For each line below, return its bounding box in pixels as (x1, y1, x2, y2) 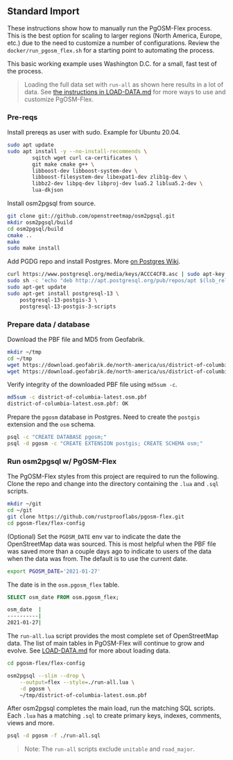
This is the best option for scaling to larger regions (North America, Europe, (7, 31, 223, 40)
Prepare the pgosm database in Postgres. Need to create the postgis (7, 413, 200, 422)
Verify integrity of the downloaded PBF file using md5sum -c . (7, 381, 178, 389)
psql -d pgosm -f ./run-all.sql (7, 732, 101, 739)
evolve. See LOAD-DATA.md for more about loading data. (7, 646, 171, 655)
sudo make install (7, 245, 60, 252)
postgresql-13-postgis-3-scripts (19, 303, 116, 310)
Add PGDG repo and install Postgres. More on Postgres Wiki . (7, 257, 181, 266)
